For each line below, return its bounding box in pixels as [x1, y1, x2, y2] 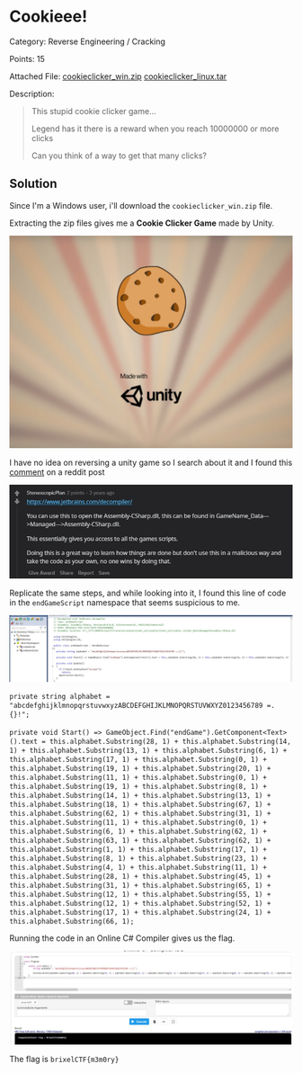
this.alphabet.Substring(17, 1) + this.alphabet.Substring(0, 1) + [9, 755, 268, 764]
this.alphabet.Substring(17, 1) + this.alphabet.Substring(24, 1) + [9, 908, 271, 917]
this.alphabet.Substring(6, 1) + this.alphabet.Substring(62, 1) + [9, 827, 268, 836]
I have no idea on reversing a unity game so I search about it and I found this [9, 457, 293, 468]
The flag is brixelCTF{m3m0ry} [9, 1053, 120, 1064]
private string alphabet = [9, 692, 111, 701]
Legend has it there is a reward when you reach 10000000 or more [31, 123, 280, 134]
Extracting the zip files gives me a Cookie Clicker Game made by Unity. [9, 218, 275, 228]
